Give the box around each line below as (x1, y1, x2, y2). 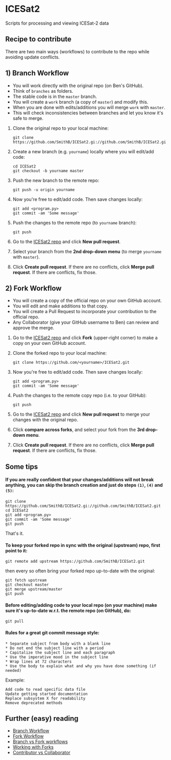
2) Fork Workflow (5, 284, 62, 293)
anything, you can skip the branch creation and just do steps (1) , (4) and (5, 482, 163, 488)
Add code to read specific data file (5, 687, 86, 692)
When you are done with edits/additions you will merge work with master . (12, 104, 165, 110)
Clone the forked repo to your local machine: (12, 350, 107, 356)
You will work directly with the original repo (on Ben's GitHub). (12, 83, 144, 89)
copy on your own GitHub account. (12, 340, 87, 346)
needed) (5, 668, 22, 673)
